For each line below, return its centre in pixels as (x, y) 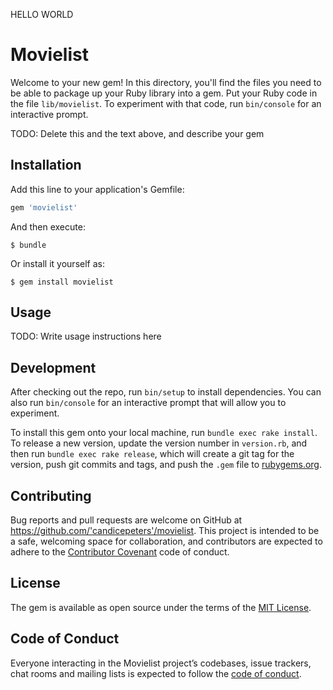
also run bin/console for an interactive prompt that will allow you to (148, 403)
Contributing (51, 495)
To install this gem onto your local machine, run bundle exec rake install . (164, 433)
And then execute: (48, 226)
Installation (46, 165)
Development (53, 367)
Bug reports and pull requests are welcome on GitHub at (126, 520)
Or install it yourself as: (57, 263)
